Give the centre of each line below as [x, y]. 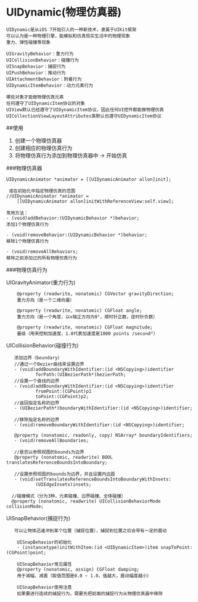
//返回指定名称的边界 [37, 403]
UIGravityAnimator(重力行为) [41, 282]
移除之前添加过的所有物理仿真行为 [42, 258]
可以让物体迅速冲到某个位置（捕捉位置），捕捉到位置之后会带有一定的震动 [90, 530]
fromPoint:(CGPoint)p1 [64, 391]
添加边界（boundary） [38, 358]
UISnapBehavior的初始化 [45, 542]
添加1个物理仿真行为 [28, 224]
